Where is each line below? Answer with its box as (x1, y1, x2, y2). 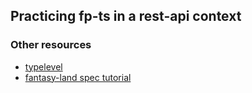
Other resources (10, 38, 92, 52)
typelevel (24, 60, 63, 73)
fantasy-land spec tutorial (24, 71, 132, 83)
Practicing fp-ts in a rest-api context (10, 8, 242, 25)
